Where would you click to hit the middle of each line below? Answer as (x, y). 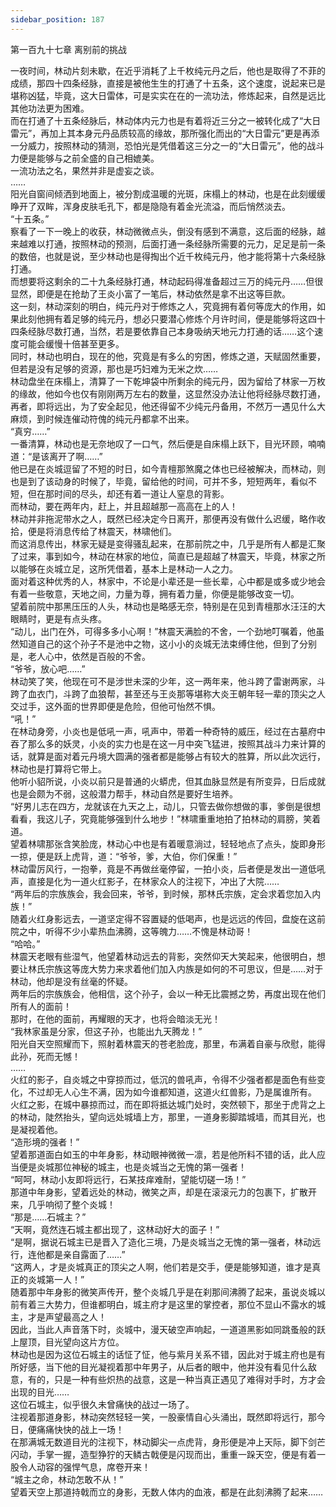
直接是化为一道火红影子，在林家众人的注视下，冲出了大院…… (153, 881)
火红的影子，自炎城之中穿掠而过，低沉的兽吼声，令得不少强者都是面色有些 (163, 1079)
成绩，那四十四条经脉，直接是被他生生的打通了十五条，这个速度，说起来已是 (168, 83)
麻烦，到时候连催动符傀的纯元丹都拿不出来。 (102, 418)
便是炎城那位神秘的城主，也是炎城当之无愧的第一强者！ (132, 1167)
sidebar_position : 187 (57, 19)
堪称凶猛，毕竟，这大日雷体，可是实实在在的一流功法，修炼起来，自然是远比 (168, 95)
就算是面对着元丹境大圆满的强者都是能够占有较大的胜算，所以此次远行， (176, 756)
